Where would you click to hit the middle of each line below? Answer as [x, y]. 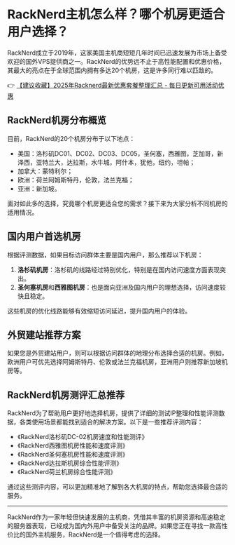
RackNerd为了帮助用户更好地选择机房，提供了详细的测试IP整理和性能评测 [113, 413]
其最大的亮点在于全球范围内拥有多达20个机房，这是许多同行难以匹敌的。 [112, 70]
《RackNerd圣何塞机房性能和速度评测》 [73, 455]
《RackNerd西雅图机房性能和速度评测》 [73, 445]
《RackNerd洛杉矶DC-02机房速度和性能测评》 [83, 437]
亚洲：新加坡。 [39, 188]
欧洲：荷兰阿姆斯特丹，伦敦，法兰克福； [76, 180]
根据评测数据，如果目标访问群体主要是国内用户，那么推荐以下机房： [105, 255]
